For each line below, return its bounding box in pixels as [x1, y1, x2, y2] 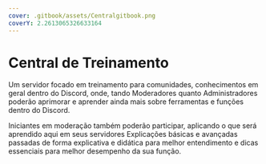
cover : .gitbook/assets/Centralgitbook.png [8, 11, 156, 20]
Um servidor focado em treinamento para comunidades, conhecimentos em [8, 80, 259, 90]
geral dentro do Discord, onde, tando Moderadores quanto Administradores [8, 89, 258, 98]
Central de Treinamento [8, 54, 170, 72]
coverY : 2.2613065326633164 [8, 19, 103, 27]
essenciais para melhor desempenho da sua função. [8, 146, 182, 156]
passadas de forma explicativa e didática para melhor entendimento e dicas [8, 138, 259, 148]
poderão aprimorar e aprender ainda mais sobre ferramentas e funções [8, 97, 244, 106]
